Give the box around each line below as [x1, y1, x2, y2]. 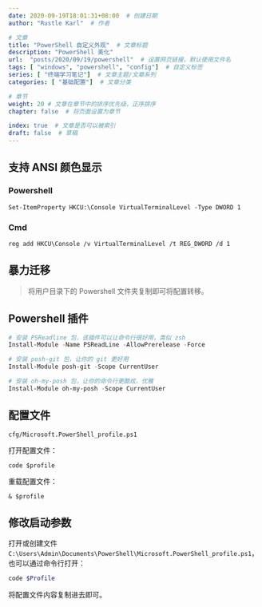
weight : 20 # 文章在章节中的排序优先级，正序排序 [8, 100, 157, 108]
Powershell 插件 [8, 312, 89, 326]
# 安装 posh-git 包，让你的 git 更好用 [8, 355, 129, 363]
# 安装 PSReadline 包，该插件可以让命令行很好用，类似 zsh [8, 333, 186, 342]
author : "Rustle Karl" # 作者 [8, 19, 110, 27]
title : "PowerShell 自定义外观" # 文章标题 [8, 41, 148, 49]
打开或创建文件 [8, 538, 58, 548]
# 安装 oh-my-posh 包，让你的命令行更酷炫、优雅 [8, 377, 154, 386]
